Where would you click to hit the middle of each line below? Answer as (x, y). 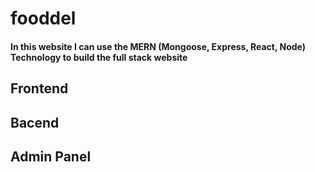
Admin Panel (51, 156)
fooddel (43, 18)
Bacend (35, 122)
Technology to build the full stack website (99, 57)
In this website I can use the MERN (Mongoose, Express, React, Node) (158, 46)
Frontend (39, 88)
